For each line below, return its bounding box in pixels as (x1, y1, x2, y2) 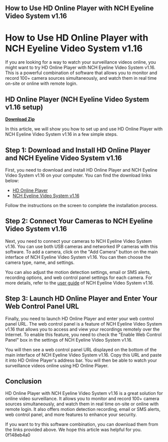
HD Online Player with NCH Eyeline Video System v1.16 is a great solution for (5, 390, 163, 396)
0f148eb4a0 (5, 432, 31, 438)
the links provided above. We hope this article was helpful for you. (5, 426, 142, 433)
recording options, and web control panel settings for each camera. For (5, 274, 153, 280)
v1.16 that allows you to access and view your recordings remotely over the (5, 326, 160, 332)
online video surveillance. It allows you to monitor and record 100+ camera (5, 396, 159, 402)
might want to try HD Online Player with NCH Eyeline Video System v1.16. (5, 65, 155, 71)
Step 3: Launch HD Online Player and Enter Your (5, 294, 157, 303)
